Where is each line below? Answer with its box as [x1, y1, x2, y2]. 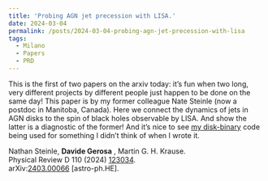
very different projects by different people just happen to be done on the [8, 87, 251, 97]
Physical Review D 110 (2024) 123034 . [8, 154, 136, 164]
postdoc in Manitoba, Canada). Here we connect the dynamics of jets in [8, 104, 249, 114]
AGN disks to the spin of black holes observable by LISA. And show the [8, 113, 248, 123]
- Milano [15, 42, 45, 50]
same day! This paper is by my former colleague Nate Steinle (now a [8, 96, 237, 106]
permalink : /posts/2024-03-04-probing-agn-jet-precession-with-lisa [8, 27, 245, 35]
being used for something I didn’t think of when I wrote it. [8, 130, 201, 140]
